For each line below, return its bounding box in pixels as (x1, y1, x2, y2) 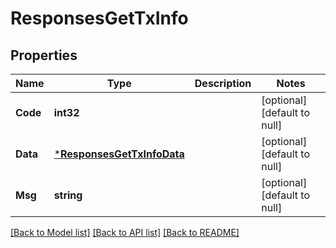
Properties (10, 47, 78, 64)
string (53, 188, 83, 202)
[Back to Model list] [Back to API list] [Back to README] (10, 227, 240, 238)
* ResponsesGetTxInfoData (53, 147, 185, 161)
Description (194, 77, 252, 90)
